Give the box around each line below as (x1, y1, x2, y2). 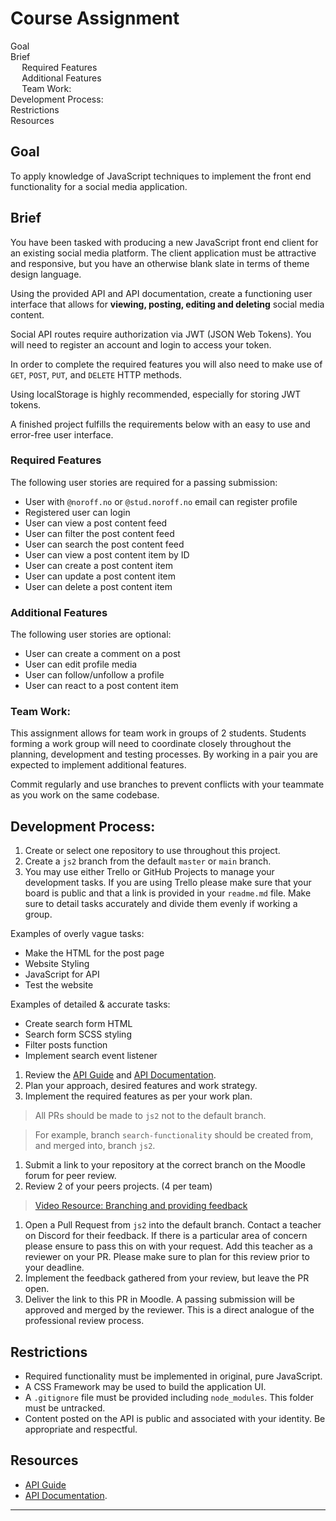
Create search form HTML (24, 1018, 133, 1030)
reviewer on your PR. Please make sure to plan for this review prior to (24, 1251, 310, 1263)
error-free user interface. (10, 428, 114, 441)
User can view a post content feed (24, 517, 168, 529)
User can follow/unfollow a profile (24, 669, 165, 681)
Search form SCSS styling (24, 1028, 132, 1041)
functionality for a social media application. (10, 180, 188, 192)
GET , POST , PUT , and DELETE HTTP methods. (10, 368, 183, 381)
